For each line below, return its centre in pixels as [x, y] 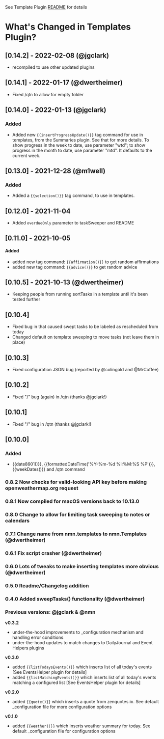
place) [19, 342]
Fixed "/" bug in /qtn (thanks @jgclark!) [52, 424]
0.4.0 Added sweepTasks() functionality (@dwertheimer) [75, 599]
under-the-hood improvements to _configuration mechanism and [78, 632]
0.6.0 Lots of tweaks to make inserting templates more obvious [82, 566]
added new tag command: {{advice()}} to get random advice [75, 267]
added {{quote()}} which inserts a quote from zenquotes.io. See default [85, 702]
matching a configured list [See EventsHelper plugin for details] [76, 683]
